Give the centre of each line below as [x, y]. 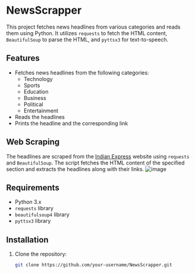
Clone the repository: [41, 254]
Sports [32, 85]
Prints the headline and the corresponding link [71, 123]
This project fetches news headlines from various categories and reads [93, 27]
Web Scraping [33, 142]
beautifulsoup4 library [42, 214]
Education [36, 91]
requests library [34, 208]
